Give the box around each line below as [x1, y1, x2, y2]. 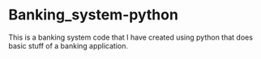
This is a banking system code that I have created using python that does [8, 32, 254, 42]
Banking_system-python [8, 6, 178, 24]
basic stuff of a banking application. [8, 40, 128, 50]
